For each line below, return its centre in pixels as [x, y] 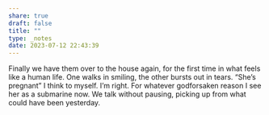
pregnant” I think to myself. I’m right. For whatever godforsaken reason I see [135, 86]
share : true [28, 16]
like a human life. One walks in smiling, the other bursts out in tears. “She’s [132, 77]
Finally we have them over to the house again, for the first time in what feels [134, 68]
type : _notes [30, 38]
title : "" [25, 31]
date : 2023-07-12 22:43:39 [54, 46]
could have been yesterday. [55, 103]
